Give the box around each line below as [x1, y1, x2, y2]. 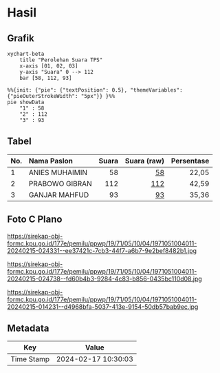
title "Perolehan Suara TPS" [19, 57, 103, 63]
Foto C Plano [7, 214, 63, 225]
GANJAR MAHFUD [28, 190, 89, 199]
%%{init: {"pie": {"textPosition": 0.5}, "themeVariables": [7, 87, 184, 94]
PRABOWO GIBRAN [28, 179, 92, 188]
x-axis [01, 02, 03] [19, 63, 78, 70]
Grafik [7, 32, 34, 44]
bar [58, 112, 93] [19, 74, 72, 81]
